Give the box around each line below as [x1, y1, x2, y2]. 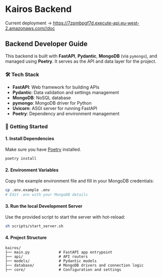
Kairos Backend [5, 3, 72, 15]
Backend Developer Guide [5, 40, 88, 48]
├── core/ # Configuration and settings [5, 268, 122, 273]
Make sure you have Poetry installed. [5, 146, 81, 152]
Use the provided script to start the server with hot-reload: [5, 214, 126, 220]
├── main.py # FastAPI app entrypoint [5, 250, 113, 255]
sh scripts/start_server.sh [5, 224, 64, 229]
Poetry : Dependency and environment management [12, 111, 120, 117]
